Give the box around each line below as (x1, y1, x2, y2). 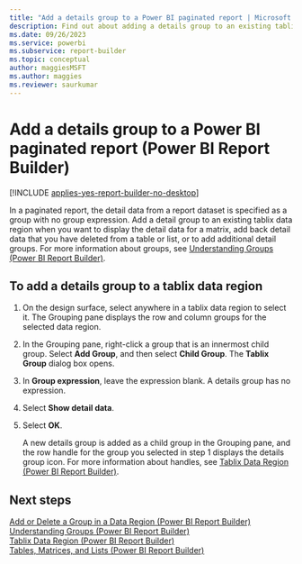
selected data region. (22, 322, 102, 332)
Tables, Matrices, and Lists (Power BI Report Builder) (9, 545, 205, 556)
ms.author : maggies (9, 72, 83, 81)
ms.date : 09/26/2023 (9, 30, 87, 39)
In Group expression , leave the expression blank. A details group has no (22, 376, 291, 387)
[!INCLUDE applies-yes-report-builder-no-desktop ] (9, 186, 200, 198)
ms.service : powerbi (9, 38, 87, 48)
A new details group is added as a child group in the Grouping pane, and (22, 438, 291, 449)
